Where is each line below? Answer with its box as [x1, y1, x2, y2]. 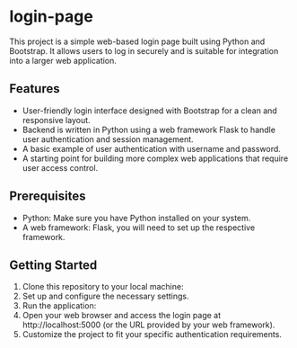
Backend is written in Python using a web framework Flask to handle [22, 124, 276, 135]
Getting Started [9, 257, 98, 272]
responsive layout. [22, 114, 92, 125]
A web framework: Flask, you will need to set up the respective [22, 222, 256, 233]
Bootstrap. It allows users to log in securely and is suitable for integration [9, 45, 279, 56]
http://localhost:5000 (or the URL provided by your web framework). [22, 319, 275, 330]
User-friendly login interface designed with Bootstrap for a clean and [22, 105, 278, 116]
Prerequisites [9, 189, 86, 204]
